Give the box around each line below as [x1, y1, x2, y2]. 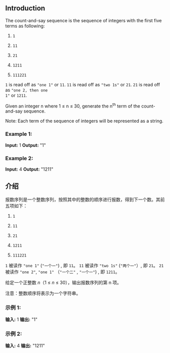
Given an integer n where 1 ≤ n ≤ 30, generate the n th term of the [5, 102, 141, 109]
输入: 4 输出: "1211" [5, 343, 45, 349]
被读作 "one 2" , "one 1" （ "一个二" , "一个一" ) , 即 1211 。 [5, 269, 120, 275]
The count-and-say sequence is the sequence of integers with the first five [5, 17, 162, 23]
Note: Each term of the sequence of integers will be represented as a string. [5, 118, 163, 124]
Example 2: [5, 155, 33, 162]
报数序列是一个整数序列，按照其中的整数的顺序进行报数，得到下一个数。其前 [5, 196, 165, 203]
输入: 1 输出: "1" [5, 317, 38, 323]
